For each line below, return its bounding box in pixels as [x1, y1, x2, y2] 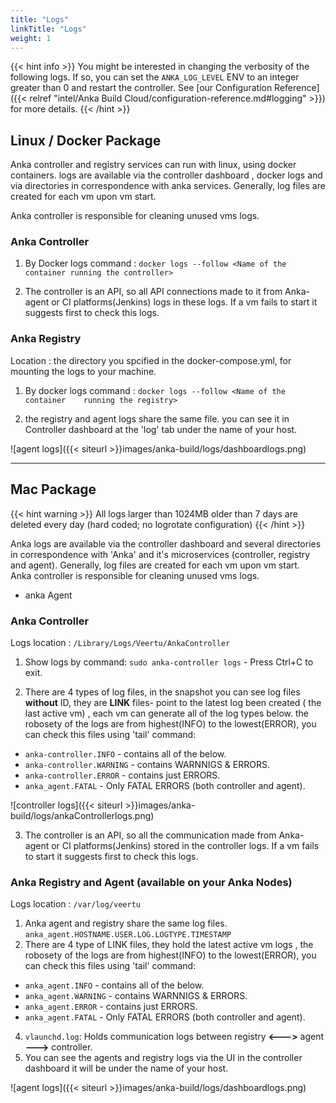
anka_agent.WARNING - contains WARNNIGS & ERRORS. [24, 990, 248, 1002]
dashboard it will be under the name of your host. [24, 1062, 229, 1075]
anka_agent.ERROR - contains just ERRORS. [24, 1001, 198, 1013]
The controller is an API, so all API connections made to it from [24, 286, 283, 298]
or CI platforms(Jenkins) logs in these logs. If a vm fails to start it [51, 296, 318, 308]
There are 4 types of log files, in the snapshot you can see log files [24, 686, 301, 698]
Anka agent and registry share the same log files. [24, 917, 228, 930]
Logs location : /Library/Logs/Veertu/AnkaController [10, 636, 231, 648]
